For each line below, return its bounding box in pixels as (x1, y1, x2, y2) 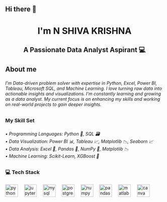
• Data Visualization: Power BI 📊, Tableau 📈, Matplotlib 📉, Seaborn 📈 (5, 138, 153, 144)
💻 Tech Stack (5, 169, 40, 176)
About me (5, 65, 37, 74)
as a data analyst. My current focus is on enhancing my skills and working (5, 96, 160, 102)
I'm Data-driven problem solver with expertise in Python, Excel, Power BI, (5, 80, 157, 86)
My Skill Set (5, 117, 35, 124)
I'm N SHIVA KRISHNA (37, 25, 132, 37)
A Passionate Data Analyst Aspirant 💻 (23, 46, 146, 54)
